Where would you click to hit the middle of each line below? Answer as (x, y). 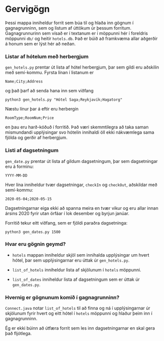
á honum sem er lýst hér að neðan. (41, 43)
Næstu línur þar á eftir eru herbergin (42, 109)
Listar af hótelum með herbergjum (47, 56)
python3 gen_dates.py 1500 (33, 232)
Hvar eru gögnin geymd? (35, 244)
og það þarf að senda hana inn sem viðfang (49, 91)
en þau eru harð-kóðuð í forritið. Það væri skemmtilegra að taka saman (77, 127)
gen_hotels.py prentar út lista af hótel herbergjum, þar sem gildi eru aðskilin (82, 67)
